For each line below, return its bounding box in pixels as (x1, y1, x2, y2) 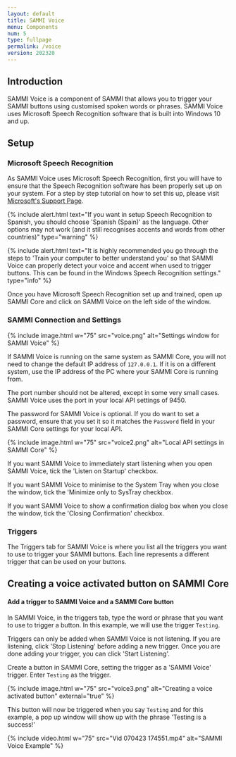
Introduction (7, 75, 63, 88)
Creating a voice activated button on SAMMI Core (7, 578, 229, 590)
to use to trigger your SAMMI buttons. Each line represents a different (7, 550, 209, 558)
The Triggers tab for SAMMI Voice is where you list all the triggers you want (7, 542, 228, 551)
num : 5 (7, 30, 27, 37)
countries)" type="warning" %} (7, 233, 99, 242)
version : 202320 (7, 50, 55, 57)
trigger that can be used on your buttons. (7, 557, 127, 565)
